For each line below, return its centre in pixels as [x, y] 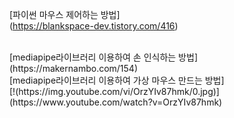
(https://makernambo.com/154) [74, 68]
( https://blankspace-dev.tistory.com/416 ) [94, 26]
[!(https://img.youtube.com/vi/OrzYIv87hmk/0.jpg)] [114, 91]
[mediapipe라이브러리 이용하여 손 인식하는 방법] [103, 57]
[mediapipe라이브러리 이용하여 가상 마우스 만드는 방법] [117, 80]
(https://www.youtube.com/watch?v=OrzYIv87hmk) [116, 102]
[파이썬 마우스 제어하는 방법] [65, 14]
